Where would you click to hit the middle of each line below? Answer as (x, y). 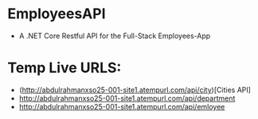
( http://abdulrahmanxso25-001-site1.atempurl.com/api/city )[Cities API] (135, 90)
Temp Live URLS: (64, 68)
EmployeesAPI (57, 14)
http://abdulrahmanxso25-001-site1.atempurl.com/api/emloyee (122, 106)
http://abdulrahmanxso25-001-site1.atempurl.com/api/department (127, 98)
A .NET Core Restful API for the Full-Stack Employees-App (115, 36)
